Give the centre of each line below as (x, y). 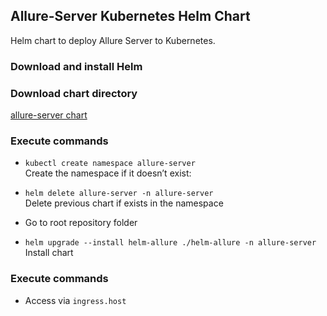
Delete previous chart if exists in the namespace (124, 203)
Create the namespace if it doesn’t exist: (108, 173)
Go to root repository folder (81, 223)
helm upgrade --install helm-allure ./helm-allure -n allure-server (170, 243)
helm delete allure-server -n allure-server (119, 194)
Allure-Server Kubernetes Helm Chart (130, 16)
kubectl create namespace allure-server (110, 164)
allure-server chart (49, 115)
